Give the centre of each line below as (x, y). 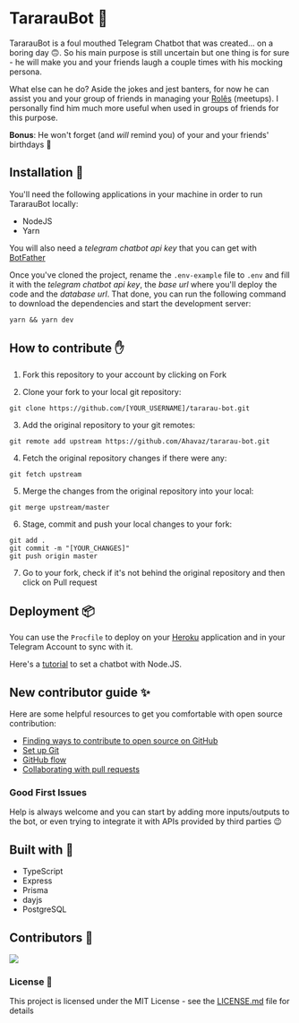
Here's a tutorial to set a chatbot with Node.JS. (95, 664)
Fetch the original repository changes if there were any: (124, 458)
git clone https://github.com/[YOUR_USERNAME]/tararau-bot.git (130, 408)
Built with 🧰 (42, 850)
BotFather (28, 257)
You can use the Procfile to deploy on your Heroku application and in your (147, 637)
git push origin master (54, 556)
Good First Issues (48, 793)
